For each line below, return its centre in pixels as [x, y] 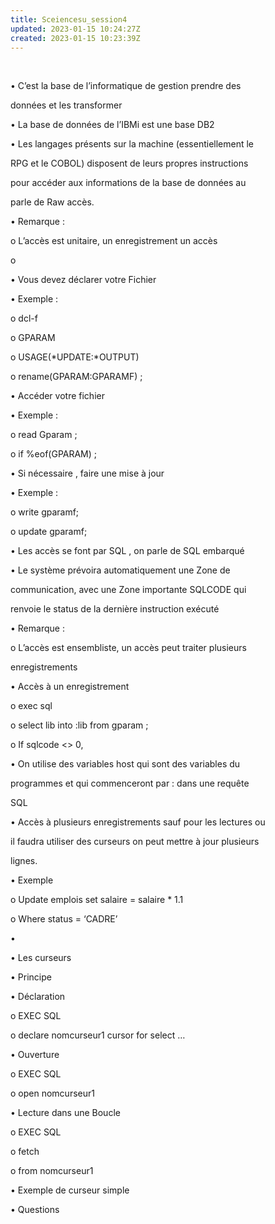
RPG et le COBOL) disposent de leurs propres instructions [129, 163]
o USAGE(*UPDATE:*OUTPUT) [75, 357]
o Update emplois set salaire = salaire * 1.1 [97, 900]
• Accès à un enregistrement [70, 687]
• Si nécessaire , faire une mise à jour [87, 473]
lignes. [24, 861]
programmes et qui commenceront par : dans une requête [130, 783]
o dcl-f [24, 318]
